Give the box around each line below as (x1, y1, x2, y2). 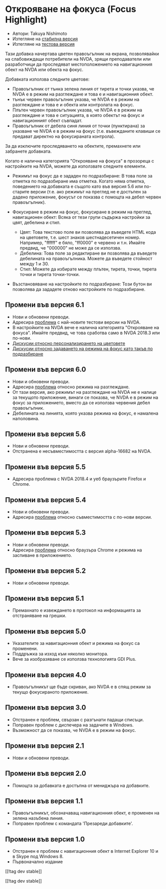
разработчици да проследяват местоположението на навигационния (5, 61, 153, 67)
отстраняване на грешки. (12, 613, 67, 619)
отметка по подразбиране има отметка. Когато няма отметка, (12, 178, 146, 184)
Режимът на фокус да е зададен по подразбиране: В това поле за (12, 173, 153, 178)
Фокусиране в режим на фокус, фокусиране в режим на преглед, (12, 209, 153, 215)
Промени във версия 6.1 (5, 301, 84, 309)
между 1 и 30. (19, 261, 49, 267)
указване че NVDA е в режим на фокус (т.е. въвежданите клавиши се (12, 128, 161, 134)
